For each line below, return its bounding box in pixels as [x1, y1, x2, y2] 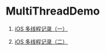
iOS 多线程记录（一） [14, 25, 68, 32]
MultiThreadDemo [5, 4, 100, 18]
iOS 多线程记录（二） [14, 38, 68, 45]
